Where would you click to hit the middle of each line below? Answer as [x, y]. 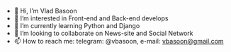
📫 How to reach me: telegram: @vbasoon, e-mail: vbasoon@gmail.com [119, 41]
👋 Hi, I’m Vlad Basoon [45, 11]
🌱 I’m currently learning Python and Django [77, 26]
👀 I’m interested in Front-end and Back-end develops [91, 18]
